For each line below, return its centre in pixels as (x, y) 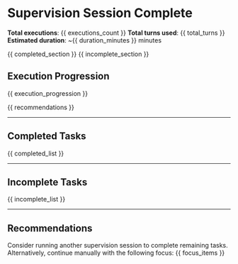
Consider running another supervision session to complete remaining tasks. (118, 246)
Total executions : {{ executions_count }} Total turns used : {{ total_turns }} (116, 33)
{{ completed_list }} (36, 153)
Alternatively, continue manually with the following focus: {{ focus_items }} (116, 253)
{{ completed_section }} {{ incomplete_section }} (78, 54)
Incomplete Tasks (47, 182)
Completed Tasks (47, 136)
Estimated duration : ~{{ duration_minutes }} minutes (84, 40)
